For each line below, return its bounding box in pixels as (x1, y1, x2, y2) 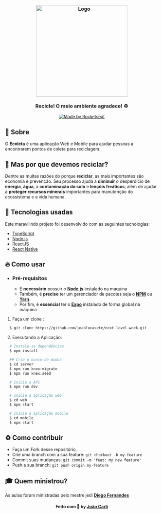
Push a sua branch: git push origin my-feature (12, 462, 109, 468)
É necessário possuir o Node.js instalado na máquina (19, 286, 127, 292)
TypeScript (12, 230, 35, 236)
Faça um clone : (12, 316, 45, 322)
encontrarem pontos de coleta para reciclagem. (5, 146, 101, 152)
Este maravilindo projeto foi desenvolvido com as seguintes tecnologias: (5, 221, 150, 227)
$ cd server (9, 362, 34, 366)
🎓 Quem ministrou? (5, 477, 68, 485)
